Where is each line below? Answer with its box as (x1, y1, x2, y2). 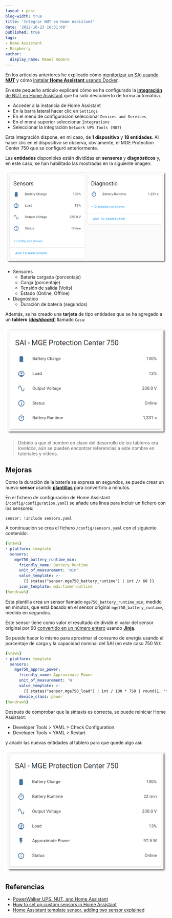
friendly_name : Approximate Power (18, 672, 93, 678)
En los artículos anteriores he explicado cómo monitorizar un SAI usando (5, 72, 159, 78)
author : (5, 51, 22, 56)
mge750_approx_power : (14, 667, 60, 672)
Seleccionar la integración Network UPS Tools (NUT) (12, 124, 122, 130)
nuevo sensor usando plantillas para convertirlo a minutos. (5, 484, 131, 491)
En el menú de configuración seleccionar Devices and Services (12, 113, 147, 119)
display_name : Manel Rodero (10, 57, 70, 62)
